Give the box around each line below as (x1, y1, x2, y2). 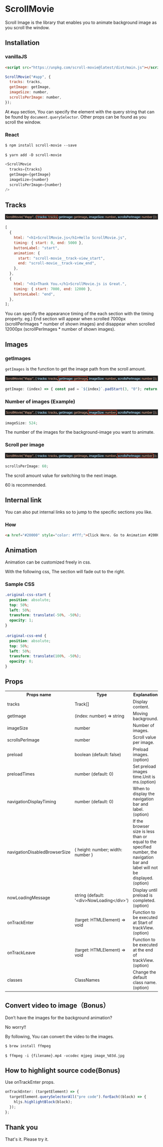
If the (132, 818, 144, 824)
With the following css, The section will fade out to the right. (5, 568, 125, 574)
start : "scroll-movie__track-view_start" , (17, 256, 105, 261)
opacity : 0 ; (9, 659, 34, 664)
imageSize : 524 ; (5, 421, 38, 425)
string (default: (74, 892, 104, 898)
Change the (132, 969, 156, 975)
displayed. (132, 875, 154, 881)
